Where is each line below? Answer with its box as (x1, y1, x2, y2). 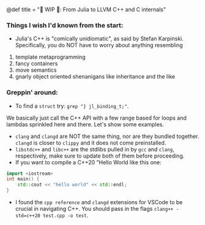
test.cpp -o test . (42, 212, 89, 219)
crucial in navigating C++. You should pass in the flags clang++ (15, 205, 174, 213)
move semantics (15, 66, 57, 74)
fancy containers (15, 60, 58, 67)
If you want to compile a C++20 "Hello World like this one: (15, 158, 162, 166)
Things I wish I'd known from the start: (6, 21, 124, 29)
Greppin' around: (6, 88, 58, 97)
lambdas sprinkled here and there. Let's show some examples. (6, 120, 164, 128)
